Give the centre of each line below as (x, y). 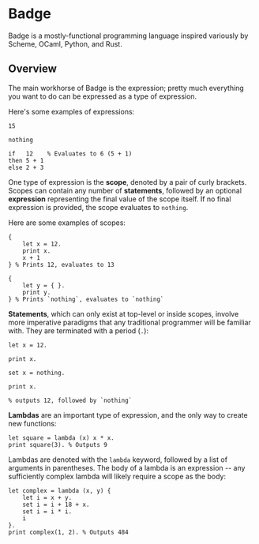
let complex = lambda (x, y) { (60, 490)
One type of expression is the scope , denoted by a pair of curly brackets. (128, 182)
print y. (37, 292)
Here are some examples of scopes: (67, 223)
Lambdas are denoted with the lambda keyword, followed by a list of (118, 460)
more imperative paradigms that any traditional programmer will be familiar (129, 322)
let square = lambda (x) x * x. (61, 438)
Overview (33, 69)
